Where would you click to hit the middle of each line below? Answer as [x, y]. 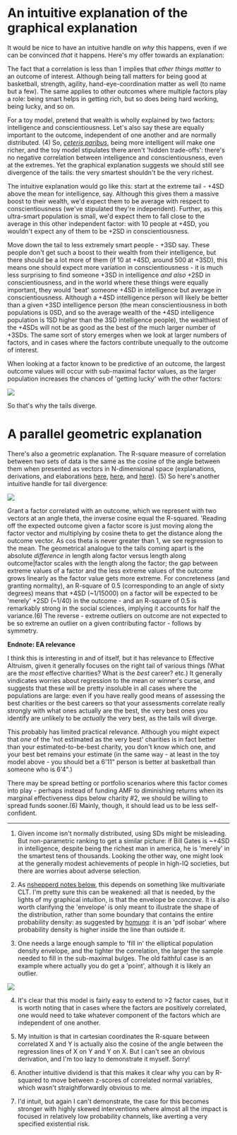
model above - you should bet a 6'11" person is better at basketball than [112, 761]
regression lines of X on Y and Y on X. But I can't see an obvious [111, 1051]
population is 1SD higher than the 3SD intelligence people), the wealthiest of [118, 320]
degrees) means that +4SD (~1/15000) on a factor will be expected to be [113, 593]
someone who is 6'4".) [40, 769]
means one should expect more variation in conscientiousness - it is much [115, 267]
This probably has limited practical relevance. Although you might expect [114, 732]
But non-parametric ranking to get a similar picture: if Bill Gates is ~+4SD [123, 840]
